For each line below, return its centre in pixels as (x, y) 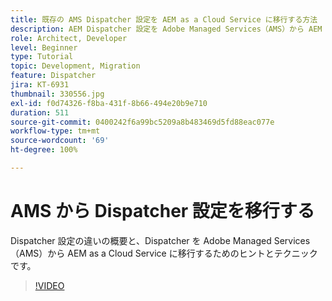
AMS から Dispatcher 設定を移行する (162, 211)
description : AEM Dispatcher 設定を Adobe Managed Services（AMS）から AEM (166, 29)
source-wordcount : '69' (60, 141)
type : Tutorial (42, 57)
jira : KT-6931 (40, 85)
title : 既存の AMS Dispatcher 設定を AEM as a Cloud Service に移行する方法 (164, 19)
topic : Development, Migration (75, 66)
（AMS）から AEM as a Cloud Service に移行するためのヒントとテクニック (164, 253)
